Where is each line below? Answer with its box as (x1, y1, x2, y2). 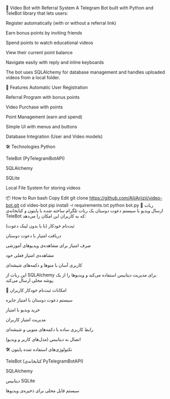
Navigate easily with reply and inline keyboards (6, 59, 104, 65)
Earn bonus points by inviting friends (6, 30, 82, 35)
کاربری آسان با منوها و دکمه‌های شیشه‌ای (6, 262, 82, 268)
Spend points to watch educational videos (6, 40, 94, 46)
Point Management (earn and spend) (6, 114, 82, 120)
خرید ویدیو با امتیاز (6, 307, 40, 313)
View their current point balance (6, 50, 73, 55)
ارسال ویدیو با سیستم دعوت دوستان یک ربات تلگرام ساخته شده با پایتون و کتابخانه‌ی (6, 208, 163, 213)
